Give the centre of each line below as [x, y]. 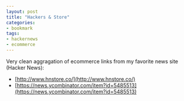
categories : [21, 22]
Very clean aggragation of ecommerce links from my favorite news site [92, 61]
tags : [13, 34]
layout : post [22, 12]
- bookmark [19, 28]
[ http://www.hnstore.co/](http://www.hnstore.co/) [75, 79]
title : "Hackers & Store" [38, 17]
